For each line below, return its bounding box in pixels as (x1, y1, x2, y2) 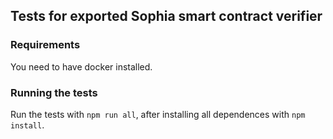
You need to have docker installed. (10, 60, 153, 73)
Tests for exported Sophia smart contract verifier (10, 8, 323, 25)
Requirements (10, 38, 81, 52)
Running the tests (10, 85, 98, 99)
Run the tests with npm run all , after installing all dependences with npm (10, 108, 306, 120)
